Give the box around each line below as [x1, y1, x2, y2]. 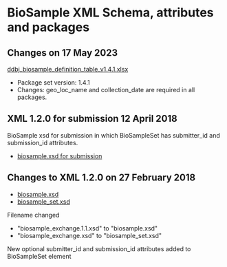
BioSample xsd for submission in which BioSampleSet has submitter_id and [7, 131, 220, 139]
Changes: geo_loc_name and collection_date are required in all [17, 86, 195, 94]
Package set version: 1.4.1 [17, 78, 91, 87]
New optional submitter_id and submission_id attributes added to [7, 244, 191, 253]
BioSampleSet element [7, 252, 72, 260]
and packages [7, 19, 90, 35]
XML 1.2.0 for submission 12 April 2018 [7, 113, 177, 125]
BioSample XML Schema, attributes [7, 5, 215, 21]
